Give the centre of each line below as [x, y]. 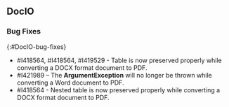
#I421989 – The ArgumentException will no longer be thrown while [114, 75]
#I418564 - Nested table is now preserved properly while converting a [118, 90]
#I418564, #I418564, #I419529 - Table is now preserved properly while [119, 60]
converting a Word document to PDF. [70, 83]
